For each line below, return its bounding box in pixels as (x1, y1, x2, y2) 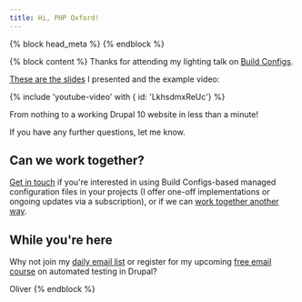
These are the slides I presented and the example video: (9, 74, 220, 85)
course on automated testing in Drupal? (9, 266, 157, 277)
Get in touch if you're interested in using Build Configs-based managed (9, 176, 277, 187)
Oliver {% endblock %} (9, 284, 96, 295)
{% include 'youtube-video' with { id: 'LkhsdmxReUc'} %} (9, 91, 226, 102)
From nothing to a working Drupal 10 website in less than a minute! (9, 108, 259, 119)
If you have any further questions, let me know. (9, 126, 186, 137)
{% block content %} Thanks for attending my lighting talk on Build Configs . (9, 55, 294, 66)
